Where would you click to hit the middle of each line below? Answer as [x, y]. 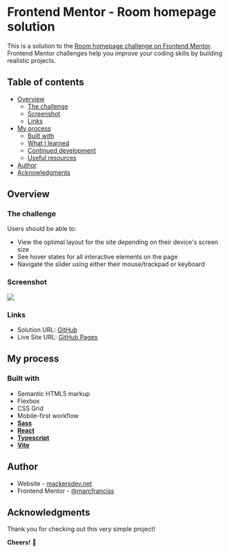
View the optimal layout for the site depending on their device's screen [118, 242]
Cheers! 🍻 [22, 543]
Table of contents [46, 83]
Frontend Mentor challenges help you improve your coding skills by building [115, 53]
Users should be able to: [42, 229]
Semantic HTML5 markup [53, 393]
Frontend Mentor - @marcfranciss [66, 491]
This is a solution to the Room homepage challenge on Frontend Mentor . [110, 46]
